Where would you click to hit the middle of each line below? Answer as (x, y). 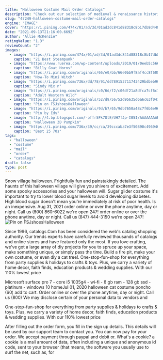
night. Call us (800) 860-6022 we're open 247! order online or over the (76, 212)
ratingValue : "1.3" (25, 41)
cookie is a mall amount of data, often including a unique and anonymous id (81, 342)
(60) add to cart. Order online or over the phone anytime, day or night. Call (80, 292)
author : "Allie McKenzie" (31, 37)
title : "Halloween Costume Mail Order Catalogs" (55, 9)
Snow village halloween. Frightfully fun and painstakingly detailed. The (75, 181)
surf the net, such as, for (30, 352)
